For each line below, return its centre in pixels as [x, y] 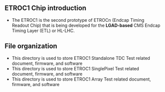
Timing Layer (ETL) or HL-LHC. [43, 30]
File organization [31, 46]
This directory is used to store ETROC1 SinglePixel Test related [75, 68]
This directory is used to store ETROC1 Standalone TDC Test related [81, 58]
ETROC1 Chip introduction [46, 8]
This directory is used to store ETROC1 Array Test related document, [81, 79]
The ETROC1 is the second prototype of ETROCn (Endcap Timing [78, 20]
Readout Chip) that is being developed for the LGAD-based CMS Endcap [86, 25]
